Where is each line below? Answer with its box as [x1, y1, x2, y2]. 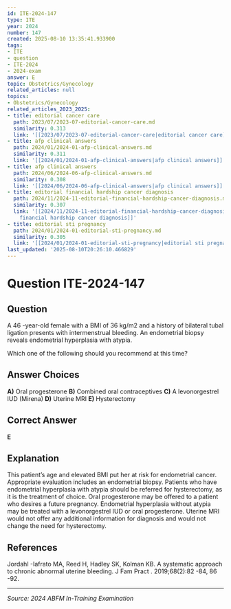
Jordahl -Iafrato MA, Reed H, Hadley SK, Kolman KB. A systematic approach [7, 560, 223, 568]
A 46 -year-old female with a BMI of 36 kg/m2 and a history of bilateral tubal [7, 321, 224, 330]
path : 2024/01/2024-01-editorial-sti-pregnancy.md [13, 227, 162, 234]
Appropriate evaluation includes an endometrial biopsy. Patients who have [7, 478, 217, 486]
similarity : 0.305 [13, 233, 67, 240]
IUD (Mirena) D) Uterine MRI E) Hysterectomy [7, 394, 136, 402]
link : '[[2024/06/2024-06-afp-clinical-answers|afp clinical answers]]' [13, 183, 226, 189]
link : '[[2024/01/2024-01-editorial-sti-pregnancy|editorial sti [13, 240, 205, 247]
